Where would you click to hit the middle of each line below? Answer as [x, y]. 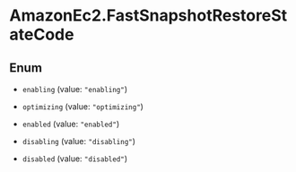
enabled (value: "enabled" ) [70, 124]
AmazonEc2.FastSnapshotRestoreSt [148, 16]
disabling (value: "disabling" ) [79, 141]
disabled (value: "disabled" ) [75, 159]
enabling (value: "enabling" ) [75, 89]
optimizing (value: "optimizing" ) [83, 107]
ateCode [42, 34]
